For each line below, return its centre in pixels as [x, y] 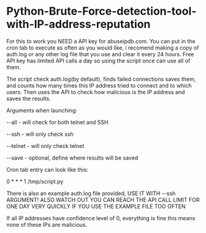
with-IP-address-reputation [78, 24]
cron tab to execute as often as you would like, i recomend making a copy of [103, 48]
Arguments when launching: [42, 110]
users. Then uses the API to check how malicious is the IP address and [96, 92]
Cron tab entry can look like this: [48, 169]
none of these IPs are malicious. [47, 224]
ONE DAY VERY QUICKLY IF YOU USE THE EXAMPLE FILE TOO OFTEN [96, 206]
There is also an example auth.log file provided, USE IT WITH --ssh [91, 193]
